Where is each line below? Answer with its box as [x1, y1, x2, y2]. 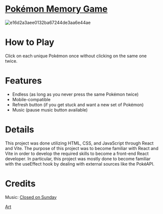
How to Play [5, 37, 55, 48]
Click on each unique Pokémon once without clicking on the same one [5, 53, 147, 59]
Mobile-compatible [12, 96, 51, 102]
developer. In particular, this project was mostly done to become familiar [5, 155, 151, 162]
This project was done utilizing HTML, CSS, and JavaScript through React [5, 140, 154, 146]
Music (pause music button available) [12, 107, 88, 113]
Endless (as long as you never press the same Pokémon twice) [12, 91, 139, 97]
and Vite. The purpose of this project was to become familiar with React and [5, 145, 159, 151]
